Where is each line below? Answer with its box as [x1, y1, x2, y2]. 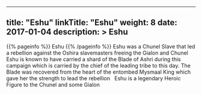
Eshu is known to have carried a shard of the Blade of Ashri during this [6, 55, 182, 63]
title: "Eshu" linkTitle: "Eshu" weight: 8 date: [6, 17, 177, 28]
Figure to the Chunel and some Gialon [6, 81, 100, 88]
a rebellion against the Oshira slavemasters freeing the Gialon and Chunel [6, 49, 188, 56]
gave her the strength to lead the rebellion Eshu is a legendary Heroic [6, 74, 182, 81]
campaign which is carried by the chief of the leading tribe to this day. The [6, 62, 191, 69]
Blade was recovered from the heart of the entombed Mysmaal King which [6, 68, 191, 75]
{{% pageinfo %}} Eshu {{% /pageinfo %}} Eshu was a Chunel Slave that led [6, 43, 195, 50]
